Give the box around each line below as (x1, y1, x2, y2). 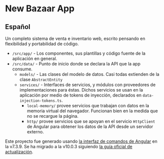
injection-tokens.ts (19, 98, 62, 103)
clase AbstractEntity (19, 77, 63, 82)
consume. (12, 66, 33, 72)
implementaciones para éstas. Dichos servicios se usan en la (19, 87, 143, 93)
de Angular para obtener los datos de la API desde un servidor (27, 124, 153, 129)
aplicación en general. (12, 56, 57, 62)
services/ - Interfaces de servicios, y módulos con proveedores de (19, 82, 156, 88)
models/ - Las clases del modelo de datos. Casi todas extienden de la (19, 71, 160, 77)
